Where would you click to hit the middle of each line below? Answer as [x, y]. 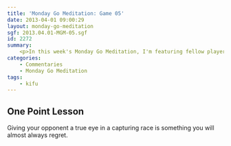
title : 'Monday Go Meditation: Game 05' [66, 13]
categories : [24, 58]
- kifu [29, 84]
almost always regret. [37, 135]
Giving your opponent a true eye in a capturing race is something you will [111, 128]
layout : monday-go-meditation [51, 26]
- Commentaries [41, 64]
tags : [15, 77]
